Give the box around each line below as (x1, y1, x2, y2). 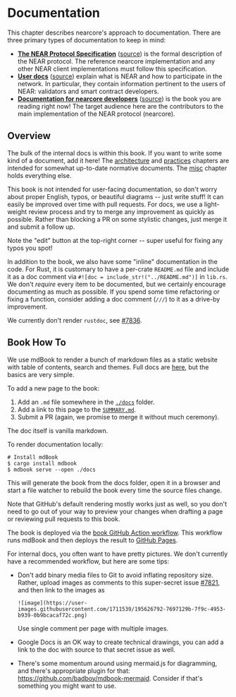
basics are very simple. (7, 370, 75, 379)
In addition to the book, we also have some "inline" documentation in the (7, 257, 218, 266)
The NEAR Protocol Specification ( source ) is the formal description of (17, 49, 223, 58)
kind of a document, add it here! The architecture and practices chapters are (7, 156, 230, 165)
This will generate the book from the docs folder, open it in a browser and (7, 478, 221, 487)
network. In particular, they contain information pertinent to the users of (17, 79, 226, 88)
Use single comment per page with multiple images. (17, 624, 169, 633)
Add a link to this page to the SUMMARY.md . (17, 405, 136, 414)
